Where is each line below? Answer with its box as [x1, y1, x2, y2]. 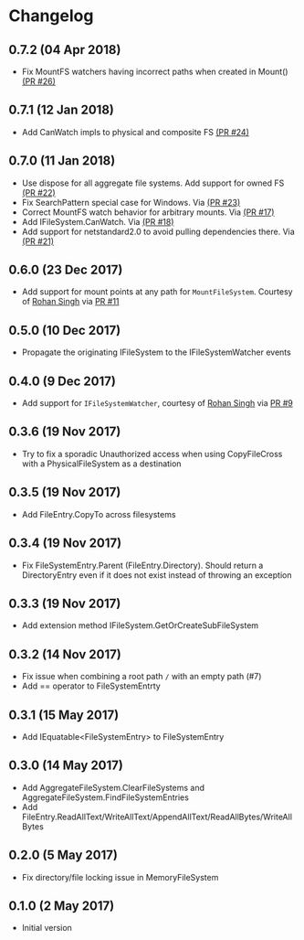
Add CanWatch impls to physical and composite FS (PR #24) [21, 126, 250, 137]
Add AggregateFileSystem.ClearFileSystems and [21, 782, 204, 793]
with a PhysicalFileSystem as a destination [21, 458, 182, 469]
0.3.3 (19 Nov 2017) [8, 595, 121, 611]
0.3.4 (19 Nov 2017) [8, 536, 122, 551]
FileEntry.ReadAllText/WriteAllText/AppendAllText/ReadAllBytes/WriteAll [21, 811, 293, 822]
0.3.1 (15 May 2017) [8, 707, 120, 722]
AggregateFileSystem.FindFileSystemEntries [21, 792, 189, 803]
